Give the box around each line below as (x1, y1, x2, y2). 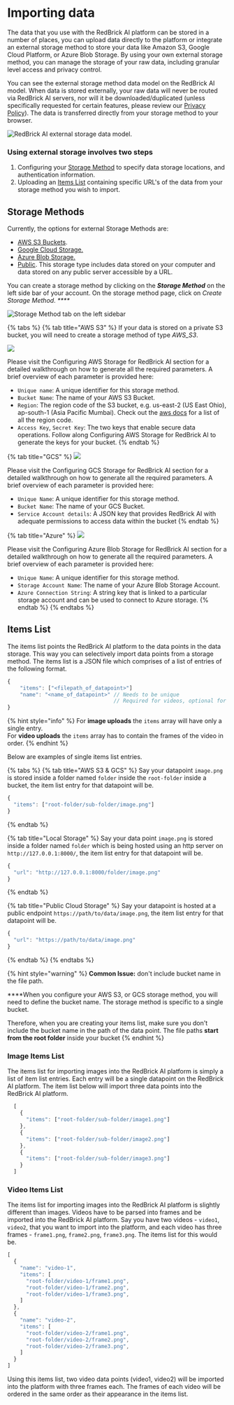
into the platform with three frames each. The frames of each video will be (7, 1383, 221, 1391)
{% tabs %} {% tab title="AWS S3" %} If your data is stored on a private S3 (7, 324, 224, 332)
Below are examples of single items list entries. (7, 753, 142, 761)
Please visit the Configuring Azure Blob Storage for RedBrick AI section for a (7, 545, 227, 554)
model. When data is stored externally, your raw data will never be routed (7, 86, 218, 95)
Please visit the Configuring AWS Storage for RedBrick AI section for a (7, 357, 210, 366)
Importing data (7, 5, 96, 21)
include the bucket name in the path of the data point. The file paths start (7, 1027, 219, 1035)
